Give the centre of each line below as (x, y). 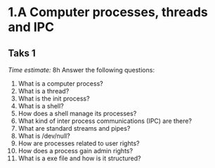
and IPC (31, 27)
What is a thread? (44, 91)
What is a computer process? (61, 84)
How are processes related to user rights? (79, 143)
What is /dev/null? (44, 136)
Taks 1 (22, 53)
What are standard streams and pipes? (74, 128)
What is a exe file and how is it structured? (79, 158)
